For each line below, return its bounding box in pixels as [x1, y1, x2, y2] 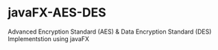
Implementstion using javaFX [8, 34, 90, 42]
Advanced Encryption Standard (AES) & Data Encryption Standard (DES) [8, 27, 212, 36]
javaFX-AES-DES [8, 5, 107, 21]
